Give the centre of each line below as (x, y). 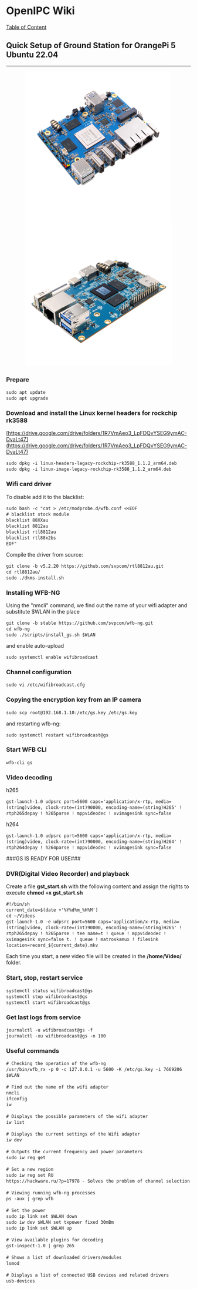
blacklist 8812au (27, 526)
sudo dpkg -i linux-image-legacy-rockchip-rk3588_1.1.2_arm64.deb (89, 469)
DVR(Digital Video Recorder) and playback (68, 874)
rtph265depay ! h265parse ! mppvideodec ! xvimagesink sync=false (89, 813)
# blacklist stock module (38, 514)
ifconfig (17, 1099)
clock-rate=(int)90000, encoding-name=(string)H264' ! (114, 842)
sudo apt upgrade (27, 399)
